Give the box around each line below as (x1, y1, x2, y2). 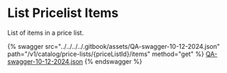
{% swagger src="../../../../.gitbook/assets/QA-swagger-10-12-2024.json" (7, 42, 221, 50)
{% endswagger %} (84, 57, 143, 65)
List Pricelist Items (7, 5, 119, 21)
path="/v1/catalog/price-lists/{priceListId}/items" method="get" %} (7, 50, 204, 58)
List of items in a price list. (7, 28, 84, 37)
